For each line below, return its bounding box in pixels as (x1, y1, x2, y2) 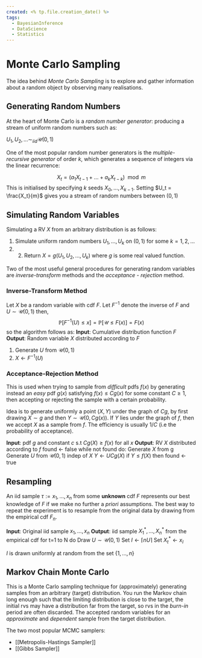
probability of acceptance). (6, 427, 74, 435)
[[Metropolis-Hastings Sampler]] (14, 639, 96, 646)
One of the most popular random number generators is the (6, 149, 152, 156)
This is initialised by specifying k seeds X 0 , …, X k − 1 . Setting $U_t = (6, 184, 172, 193)
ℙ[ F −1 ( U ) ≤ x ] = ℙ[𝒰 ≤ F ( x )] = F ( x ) (58, 317, 145, 326)
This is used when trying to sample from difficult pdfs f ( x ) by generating (6, 383, 185, 390)
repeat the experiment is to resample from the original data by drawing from (6, 507, 195, 514)
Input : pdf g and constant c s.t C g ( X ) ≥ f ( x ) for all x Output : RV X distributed (6, 439, 196, 447)
